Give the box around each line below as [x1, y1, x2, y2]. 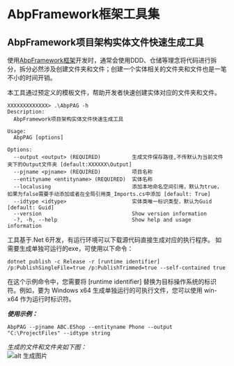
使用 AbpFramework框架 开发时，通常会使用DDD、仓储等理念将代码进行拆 [7, 56, 217, 64]
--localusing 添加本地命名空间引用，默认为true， [13, 183, 223, 190]
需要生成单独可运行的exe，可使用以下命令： [7, 245, 134, 252]
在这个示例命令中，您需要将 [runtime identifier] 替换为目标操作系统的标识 [7, 277, 217, 286]
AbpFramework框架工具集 [7, 6, 160, 22]
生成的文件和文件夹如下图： [7, 343, 87, 351]
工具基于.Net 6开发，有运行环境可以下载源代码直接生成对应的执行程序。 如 [7, 236, 221, 244]
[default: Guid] [7, 204, 54, 211]
